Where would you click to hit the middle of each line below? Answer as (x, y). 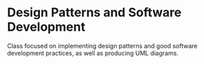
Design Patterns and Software (94, 13)
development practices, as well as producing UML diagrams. (93, 53)
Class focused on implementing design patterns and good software (102, 46)
